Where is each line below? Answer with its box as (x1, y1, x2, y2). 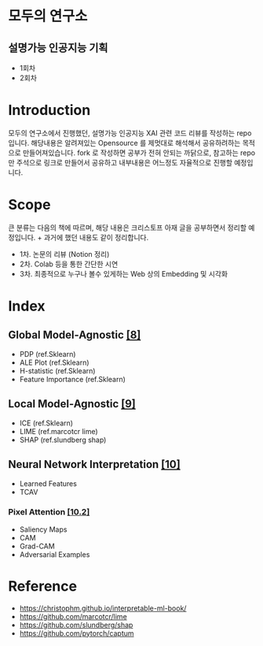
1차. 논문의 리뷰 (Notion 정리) (19, 249, 110, 258)
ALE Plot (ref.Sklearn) (19, 358, 89, 367)
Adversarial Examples (19, 549, 90, 559)
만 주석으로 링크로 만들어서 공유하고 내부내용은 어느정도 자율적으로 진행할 (8, 158, 233, 167)
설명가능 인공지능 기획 (8, 41, 108, 54)
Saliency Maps (19, 525, 68, 534)
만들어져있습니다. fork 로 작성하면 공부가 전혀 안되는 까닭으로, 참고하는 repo (22, 147, 256, 158)
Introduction (8, 102, 91, 119)
